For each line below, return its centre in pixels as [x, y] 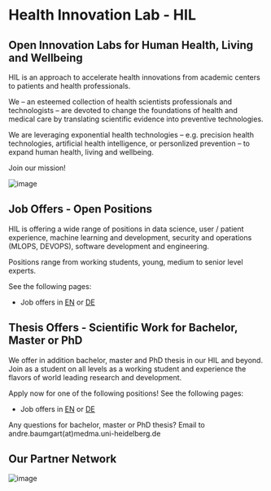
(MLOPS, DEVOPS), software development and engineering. [109, 246]
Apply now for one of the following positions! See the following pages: [126, 393]
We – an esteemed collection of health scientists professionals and [120, 102]
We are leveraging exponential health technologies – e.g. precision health [131, 135]
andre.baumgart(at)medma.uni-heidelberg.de [85, 433]
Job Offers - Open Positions [81, 209]
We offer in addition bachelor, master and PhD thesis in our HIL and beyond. [135, 360]
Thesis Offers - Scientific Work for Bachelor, [123, 328]
